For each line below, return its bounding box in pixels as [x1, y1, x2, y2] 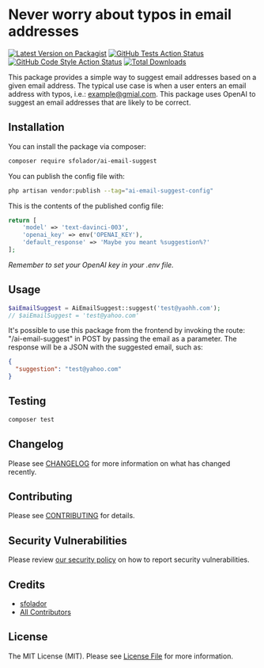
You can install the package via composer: [8, 141, 146, 151]
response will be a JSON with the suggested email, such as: [8, 342, 203, 352]
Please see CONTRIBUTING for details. [8, 511, 136, 521]
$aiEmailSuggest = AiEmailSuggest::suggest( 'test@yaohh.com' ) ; [8, 303, 221, 312]
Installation [8, 120, 65, 134]
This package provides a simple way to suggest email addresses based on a [8, 72, 257, 82]
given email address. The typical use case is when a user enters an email [8, 81, 247, 90]
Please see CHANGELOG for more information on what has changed [8, 458, 231, 468]
